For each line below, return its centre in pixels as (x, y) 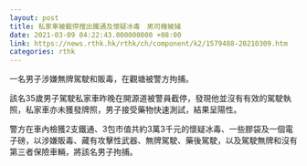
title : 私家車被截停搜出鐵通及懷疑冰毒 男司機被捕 (95, 26)
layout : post (34, 18)
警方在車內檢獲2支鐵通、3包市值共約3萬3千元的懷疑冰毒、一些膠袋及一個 (148, 130)
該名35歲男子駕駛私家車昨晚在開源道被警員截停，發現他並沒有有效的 (138, 99)
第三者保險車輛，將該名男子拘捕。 (74, 152)
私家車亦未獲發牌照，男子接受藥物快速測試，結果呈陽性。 (133, 109)
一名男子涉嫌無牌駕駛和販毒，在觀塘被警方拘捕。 (101, 79)
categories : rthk (42, 52)
